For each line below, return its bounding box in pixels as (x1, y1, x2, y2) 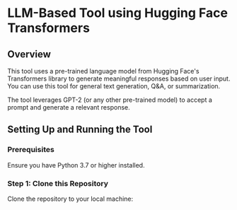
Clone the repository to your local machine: (7, 194, 134, 203)
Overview (7, 48, 52, 60)
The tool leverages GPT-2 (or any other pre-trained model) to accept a (7, 95, 212, 104)
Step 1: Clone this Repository (7, 178, 108, 188)
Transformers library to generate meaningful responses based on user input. (7, 74, 231, 83)
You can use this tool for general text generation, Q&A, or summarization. (7, 82, 221, 90)
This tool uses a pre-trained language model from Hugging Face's (7, 67, 200, 75)
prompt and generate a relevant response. (7, 103, 130, 111)
